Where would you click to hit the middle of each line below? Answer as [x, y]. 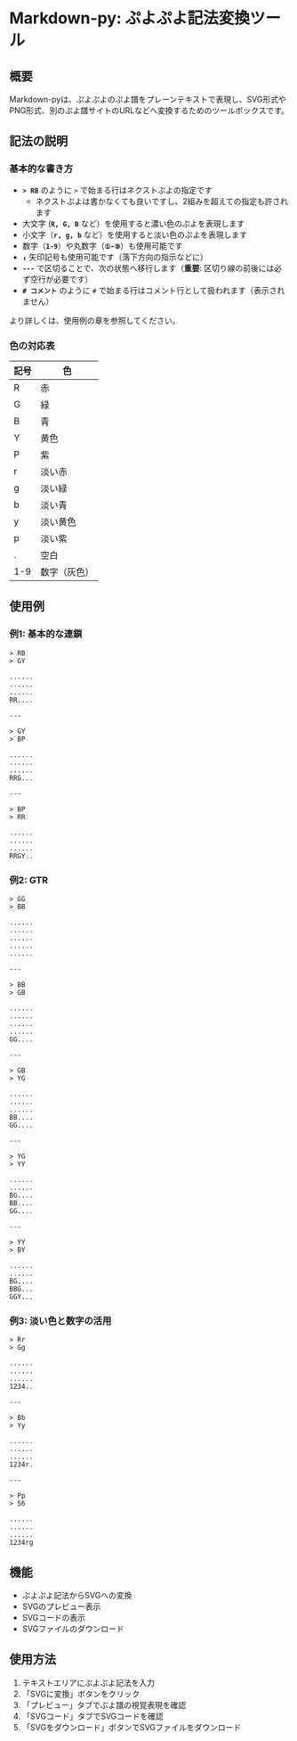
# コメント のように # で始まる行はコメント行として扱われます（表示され [153, 290]
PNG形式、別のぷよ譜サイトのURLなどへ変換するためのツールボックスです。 [149, 111]
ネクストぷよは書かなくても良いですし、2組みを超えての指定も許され [162, 201]
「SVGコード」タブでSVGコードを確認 [93, 1716]
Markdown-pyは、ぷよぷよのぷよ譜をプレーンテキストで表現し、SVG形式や [148, 99]
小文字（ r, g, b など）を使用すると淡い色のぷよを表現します [134, 234]
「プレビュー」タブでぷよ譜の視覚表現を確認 [104, 1704]
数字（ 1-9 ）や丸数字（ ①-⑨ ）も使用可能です [102, 245]
